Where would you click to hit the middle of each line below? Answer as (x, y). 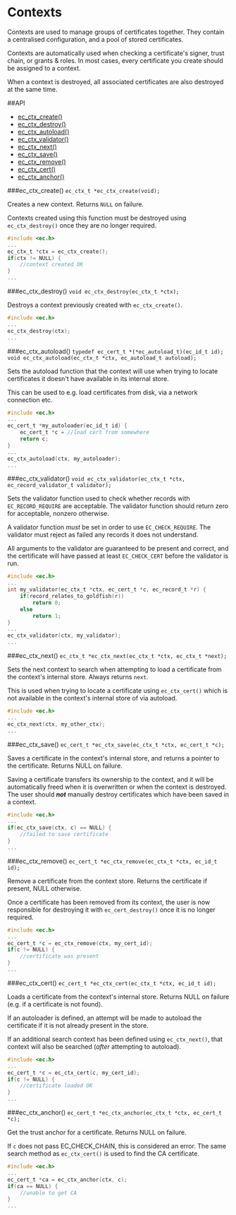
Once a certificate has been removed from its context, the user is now (109, 902)
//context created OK (51, 265)
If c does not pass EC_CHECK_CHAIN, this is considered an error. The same (117, 1146)
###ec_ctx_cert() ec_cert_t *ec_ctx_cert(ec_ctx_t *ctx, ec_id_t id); (112, 982)
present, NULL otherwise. (45, 888)
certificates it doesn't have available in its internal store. (88, 378)
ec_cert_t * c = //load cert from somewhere (85, 433)
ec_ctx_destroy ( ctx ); (39, 331)
